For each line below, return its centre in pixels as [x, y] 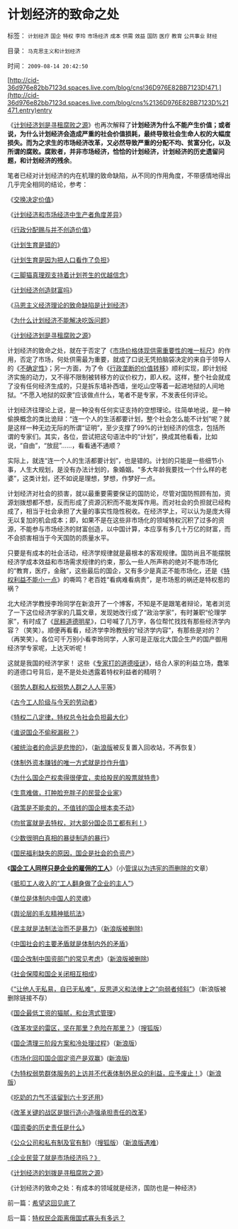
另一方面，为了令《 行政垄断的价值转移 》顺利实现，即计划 [137, 368]
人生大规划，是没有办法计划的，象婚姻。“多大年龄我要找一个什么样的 [120, 469]
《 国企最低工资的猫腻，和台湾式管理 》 [63, 1012]
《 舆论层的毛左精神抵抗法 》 [48, 913]
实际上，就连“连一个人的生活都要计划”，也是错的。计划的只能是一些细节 [113, 460]
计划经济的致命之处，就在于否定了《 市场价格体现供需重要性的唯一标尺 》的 [116, 350]
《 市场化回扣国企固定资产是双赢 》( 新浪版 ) [69, 1058]
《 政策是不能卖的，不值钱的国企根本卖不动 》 [73, 808]
